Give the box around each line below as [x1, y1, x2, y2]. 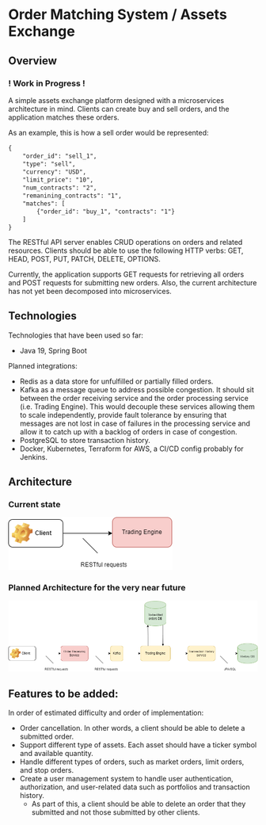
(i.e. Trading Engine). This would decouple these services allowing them [19, 402, 255, 411]
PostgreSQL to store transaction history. [19, 435, 150, 445]
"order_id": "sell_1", [22, 152, 97, 160]
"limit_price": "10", [22, 176, 93, 184]
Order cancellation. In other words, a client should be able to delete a [19, 724, 245, 733]
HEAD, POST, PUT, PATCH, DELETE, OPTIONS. [8, 254, 161, 263]
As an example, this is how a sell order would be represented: [8, 128, 209, 137]
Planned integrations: [8, 361, 78, 370]
